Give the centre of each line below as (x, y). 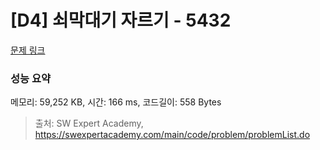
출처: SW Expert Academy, (89, 123)
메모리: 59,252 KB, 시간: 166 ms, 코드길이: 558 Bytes (116, 102)
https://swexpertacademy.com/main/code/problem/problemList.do (172, 135)
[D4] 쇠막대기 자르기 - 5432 (121, 20)
